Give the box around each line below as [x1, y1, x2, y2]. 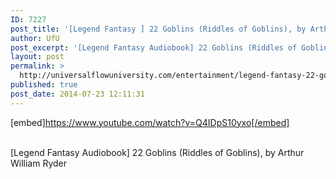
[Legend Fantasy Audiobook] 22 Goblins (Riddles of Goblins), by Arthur [10, 146, 305, 158]
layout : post [10, 52, 65, 62]
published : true [10, 80, 78, 90]
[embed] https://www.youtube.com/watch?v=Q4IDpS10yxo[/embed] [10, 116, 290, 128]
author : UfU [10, 33, 60, 43]
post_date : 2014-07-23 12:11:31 [10, 89, 145, 99]
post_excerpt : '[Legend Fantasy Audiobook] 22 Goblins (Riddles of [10, 42, 298, 53]
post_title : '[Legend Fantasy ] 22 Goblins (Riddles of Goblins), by [10, 24, 307, 34]
